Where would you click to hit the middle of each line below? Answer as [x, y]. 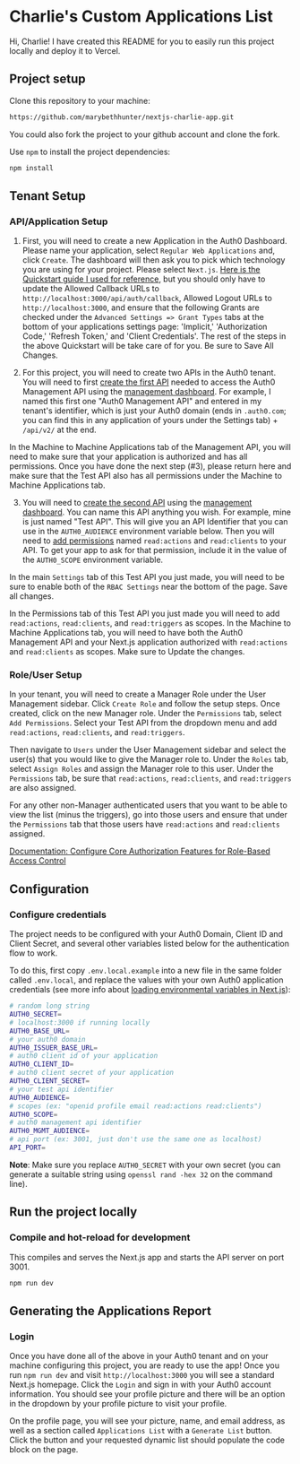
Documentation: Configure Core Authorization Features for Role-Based [140, 851]
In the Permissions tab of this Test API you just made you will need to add [145, 614]
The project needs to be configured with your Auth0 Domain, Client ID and [146, 934]
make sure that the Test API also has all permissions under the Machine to [146, 476]
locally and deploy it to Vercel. [65, 50]
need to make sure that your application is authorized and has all [129, 457]
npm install [31, 168]
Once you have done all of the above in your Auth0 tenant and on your [139, 1356]
